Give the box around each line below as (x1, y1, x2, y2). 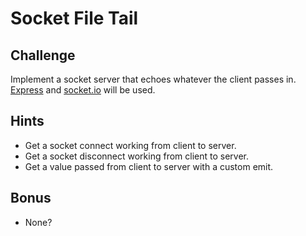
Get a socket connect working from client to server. (24, 139, 237, 151)
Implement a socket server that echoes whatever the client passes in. (10, 73, 297, 85)
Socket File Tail (10, 7, 139, 30)
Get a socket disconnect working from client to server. (24, 150, 250, 162)
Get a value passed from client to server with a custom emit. (24, 160, 274, 172)
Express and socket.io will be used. (10, 84, 156, 96)
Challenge (10, 47, 76, 64)
